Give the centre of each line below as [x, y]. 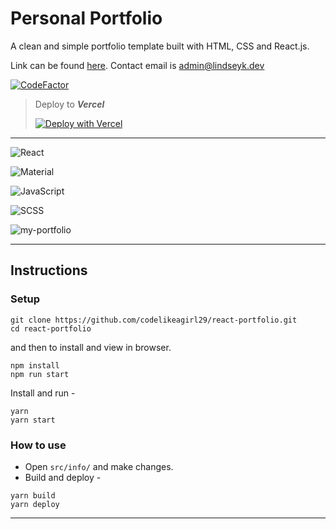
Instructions [49, 270]
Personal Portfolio [86, 18]
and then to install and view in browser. [91, 347]
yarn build [33, 495]
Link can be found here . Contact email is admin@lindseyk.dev [137, 65]
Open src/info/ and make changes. [99, 466]
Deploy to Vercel [69, 104]
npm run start [40, 374]
